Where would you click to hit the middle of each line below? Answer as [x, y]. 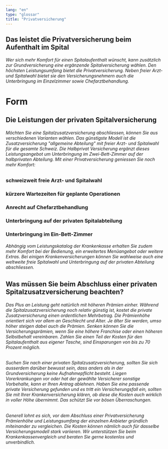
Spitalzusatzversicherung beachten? [65, 292]
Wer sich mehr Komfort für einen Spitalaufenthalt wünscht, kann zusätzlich [83, 60]
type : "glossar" [22, 15]
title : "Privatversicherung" [36, 19]
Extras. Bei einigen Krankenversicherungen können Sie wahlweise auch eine [84, 257]
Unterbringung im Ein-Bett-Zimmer [49, 234]
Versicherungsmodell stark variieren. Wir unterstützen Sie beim [71, 431]
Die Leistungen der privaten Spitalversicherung [81, 120]
